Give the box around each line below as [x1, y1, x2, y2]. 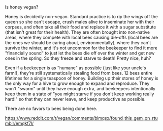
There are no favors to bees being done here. [5, 105, 98, 111]
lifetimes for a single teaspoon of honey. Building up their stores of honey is [5, 76, 159, 81]
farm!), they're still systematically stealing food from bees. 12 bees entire [5, 70, 153, 76]
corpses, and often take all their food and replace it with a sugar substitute [5, 24, 156, 30]
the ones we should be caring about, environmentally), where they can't [5, 40, 151, 46]
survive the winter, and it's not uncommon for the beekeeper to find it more [5, 45, 158, 51]
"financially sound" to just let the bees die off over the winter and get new [5, 50, 155, 56]
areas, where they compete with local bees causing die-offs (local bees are [5, 34, 159, 40]
